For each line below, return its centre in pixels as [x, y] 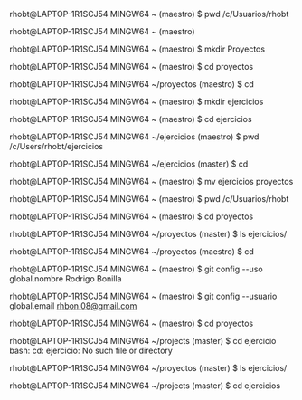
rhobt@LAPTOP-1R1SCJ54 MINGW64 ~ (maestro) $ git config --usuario [143, 296]
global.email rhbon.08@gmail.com [73, 306]
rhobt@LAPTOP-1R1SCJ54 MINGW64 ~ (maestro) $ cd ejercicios [131, 119]
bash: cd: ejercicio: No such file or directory [91, 350]
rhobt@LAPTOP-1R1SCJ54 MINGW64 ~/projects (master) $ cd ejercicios [145, 386]
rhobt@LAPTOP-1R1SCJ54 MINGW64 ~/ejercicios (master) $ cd [129, 164]
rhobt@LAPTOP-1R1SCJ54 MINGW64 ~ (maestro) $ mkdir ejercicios [137, 101]
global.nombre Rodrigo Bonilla [66, 279]
